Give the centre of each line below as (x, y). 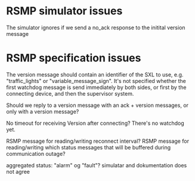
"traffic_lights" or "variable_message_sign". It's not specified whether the (96, 81)
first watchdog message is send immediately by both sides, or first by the (96, 87)
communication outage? (36, 154)
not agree (18, 171)
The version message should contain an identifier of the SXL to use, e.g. (95, 74)
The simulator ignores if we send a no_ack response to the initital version (96, 27)
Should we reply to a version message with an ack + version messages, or (97, 105)
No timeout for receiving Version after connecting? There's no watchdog (95, 123)
